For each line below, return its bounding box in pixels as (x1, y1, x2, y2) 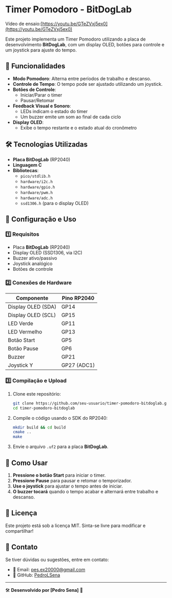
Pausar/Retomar (20, 97, 55, 103)
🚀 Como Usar (5, 458, 48, 467)
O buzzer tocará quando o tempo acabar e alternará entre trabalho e (12, 489, 159, 495)
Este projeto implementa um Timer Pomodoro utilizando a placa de (5, 36, 146, 42)
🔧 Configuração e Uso (5, 215, 77, 223)
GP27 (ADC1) (61, 361, 95, 368)
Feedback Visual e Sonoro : (12, 103, 71, 109)
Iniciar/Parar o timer (20, 91, 62, 98)
